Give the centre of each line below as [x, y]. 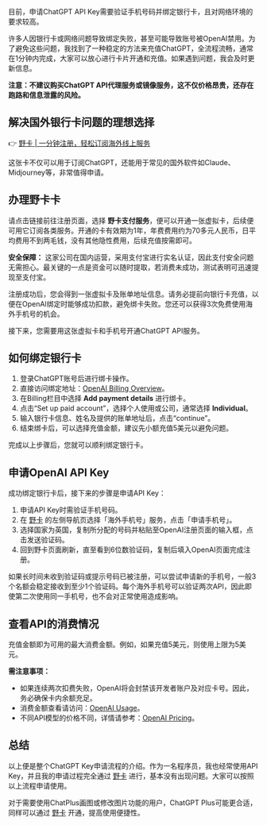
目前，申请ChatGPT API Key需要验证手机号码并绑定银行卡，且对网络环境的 [131, 12]
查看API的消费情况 [54, 624]
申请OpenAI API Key [59, 472]
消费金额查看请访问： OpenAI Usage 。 [82, 708]
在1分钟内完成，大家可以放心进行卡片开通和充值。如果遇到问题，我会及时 [128, 58]
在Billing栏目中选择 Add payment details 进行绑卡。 [105, 399]
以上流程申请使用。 [40, 785]
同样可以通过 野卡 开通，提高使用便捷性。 [76, 812]
